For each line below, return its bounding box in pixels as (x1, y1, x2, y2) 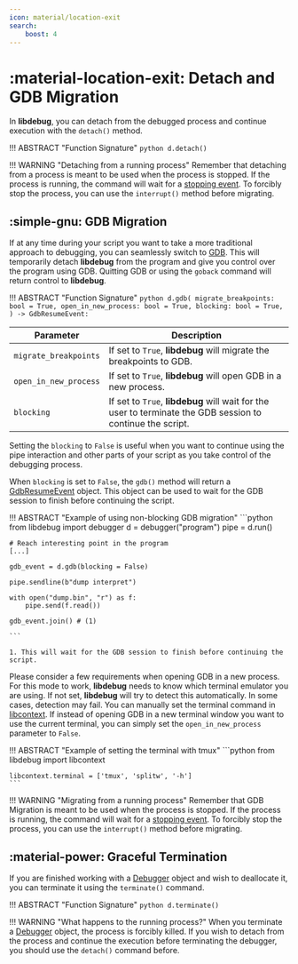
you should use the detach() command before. (9, 944, 180, 955)
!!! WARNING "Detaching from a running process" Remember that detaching (9, 160, 286, 171)
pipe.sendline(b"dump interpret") (9, 578, 137, 587)
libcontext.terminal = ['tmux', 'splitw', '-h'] (9, 772, 192, 781)
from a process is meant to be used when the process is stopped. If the (9, 170, 271, 180)
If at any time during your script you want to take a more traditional (9, 237, 253, 249)
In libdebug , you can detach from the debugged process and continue (9, 116, 267, 127)
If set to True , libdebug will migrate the (108, 344, 270, 356)
